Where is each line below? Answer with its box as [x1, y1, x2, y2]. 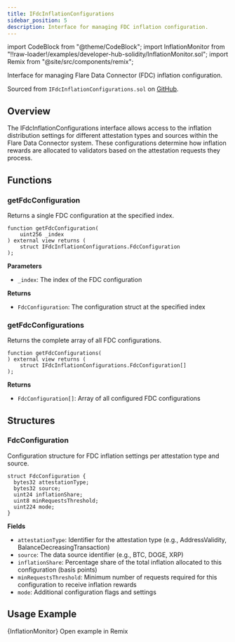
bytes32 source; [13, 484, 61, 492]
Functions [7, 174, 53, 186]
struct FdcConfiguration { [7, 473, 86, 480]
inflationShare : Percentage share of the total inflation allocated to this [17, 558, 222, 566]
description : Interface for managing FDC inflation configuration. [7, 23, 209, 30]
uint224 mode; [13, 503, 55, 511]
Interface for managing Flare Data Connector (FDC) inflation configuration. [7, 71, 223, 79]
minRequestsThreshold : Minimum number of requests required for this [17, 572, 217, 581]
